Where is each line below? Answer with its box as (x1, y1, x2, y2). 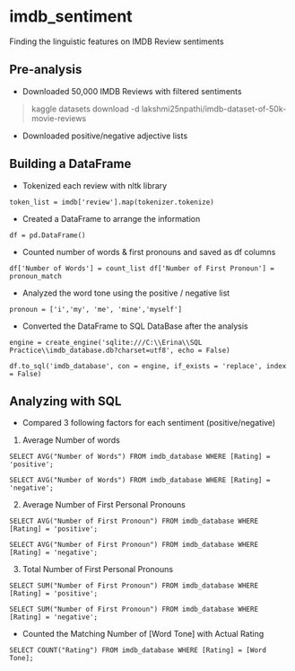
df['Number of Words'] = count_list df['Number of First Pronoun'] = (9, 263, 275, 273)
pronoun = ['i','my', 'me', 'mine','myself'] (9, 305, 182, 313)
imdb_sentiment (9, 6, 133, 27)
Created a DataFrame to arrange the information (22, 213, 201, 224)
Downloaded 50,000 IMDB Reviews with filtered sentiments (22, 85, 242, 96)
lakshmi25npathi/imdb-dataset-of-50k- (141, 103, 287, 114)
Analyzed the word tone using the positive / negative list (22, 287, 230, 298)
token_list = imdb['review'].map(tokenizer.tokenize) (9, 198, 215, 207)
